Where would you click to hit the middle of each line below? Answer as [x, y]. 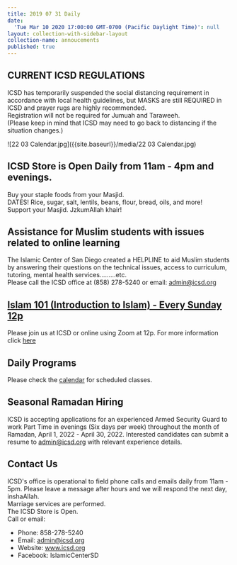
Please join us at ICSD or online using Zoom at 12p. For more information [113, 333]
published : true [31, 47]
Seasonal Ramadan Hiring [65, 402]
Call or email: [27, 519]
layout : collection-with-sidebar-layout [68, 34]
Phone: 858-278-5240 [50, 532]
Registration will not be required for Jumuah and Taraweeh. [94, 115]
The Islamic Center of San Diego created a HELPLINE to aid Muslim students [118, 260]
